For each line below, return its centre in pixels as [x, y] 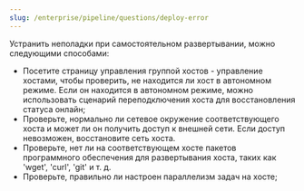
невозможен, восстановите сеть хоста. [99, 138]
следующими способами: [59, 53]
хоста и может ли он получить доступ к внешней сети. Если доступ [154, 129]
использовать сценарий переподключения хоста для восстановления [159, 100]
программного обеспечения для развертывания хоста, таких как [149, 157]
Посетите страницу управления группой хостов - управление [142, 71]
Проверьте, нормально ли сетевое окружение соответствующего [151, 119]
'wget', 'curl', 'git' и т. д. [67, 167]
